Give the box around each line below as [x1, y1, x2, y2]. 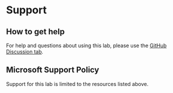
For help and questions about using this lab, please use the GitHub [6, 42, 167, 49]
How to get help [6, 27, 65, 37]
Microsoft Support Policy [6, 65, 100, 75]
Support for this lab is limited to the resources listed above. [6, 80, 148, 87]
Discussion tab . [6, 48, 44, 55]
